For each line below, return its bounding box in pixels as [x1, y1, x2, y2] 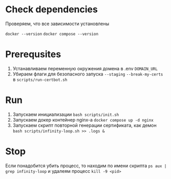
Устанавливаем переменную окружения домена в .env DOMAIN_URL [12, 65, 158, 71]
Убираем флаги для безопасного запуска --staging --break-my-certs [12, 71, 163, 77]
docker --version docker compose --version [5, 31, 99, 36]
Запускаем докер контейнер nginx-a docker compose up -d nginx [12, 116, 154, 123]
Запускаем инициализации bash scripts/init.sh [12, 111, 119, 117]
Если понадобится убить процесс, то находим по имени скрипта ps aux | [5, 163, 167, 169]
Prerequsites [5, 49, 61, 60]
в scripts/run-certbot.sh [12, 76, 68, 83]
